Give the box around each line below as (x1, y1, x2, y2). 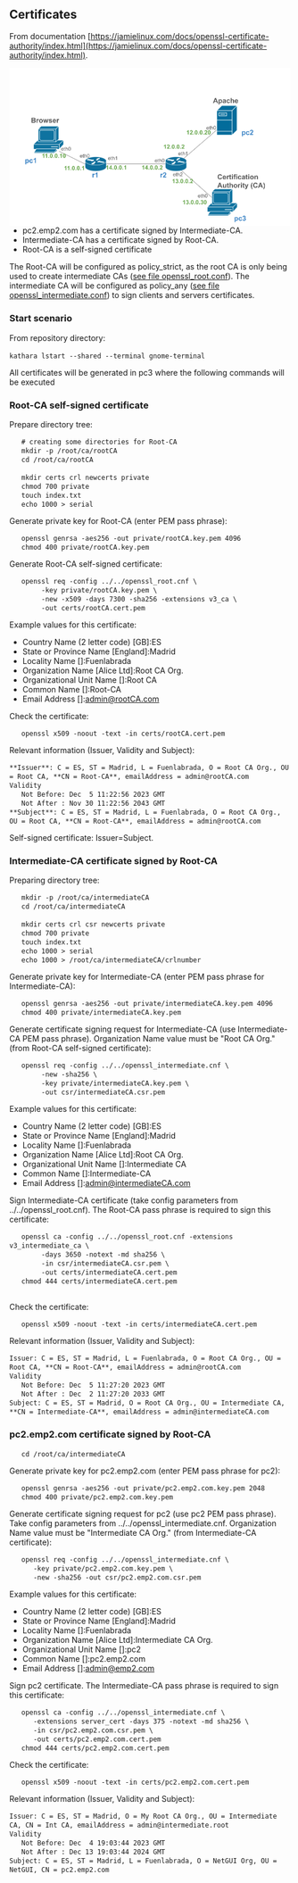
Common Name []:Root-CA (21, 684, 122, 694)
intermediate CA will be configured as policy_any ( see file (9, 280, 220, 291)
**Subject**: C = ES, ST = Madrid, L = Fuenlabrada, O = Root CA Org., (9, 808, 281, 817)
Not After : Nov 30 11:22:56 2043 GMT (21, 799, 166, 808)
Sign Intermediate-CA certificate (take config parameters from (9, 1195, 238, 1206)
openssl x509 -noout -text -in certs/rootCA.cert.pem (21, 729, 226, 738)
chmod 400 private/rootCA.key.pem (21, 543, 150, 552)
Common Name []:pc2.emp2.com (21, 1653, 145, 1663)
